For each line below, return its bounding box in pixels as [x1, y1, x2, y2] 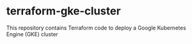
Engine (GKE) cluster [6, 30, 59, 37]
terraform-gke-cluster [6, 4, 121, 18]
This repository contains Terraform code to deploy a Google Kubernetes [6, 24, 187, 31]
